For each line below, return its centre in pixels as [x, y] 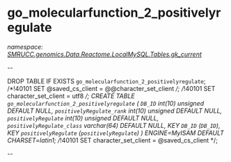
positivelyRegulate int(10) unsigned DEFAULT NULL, [83, 118]
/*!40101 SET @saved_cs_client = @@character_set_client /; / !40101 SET [111, 88]
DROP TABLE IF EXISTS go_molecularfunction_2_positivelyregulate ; [106, 81]
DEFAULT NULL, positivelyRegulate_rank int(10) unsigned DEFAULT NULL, [115, 111]
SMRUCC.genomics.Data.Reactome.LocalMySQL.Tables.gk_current [104, 54]
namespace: [25, 47]
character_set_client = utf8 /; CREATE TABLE [71, 96]
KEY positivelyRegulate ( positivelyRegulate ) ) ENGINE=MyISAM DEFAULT [116, 133]
